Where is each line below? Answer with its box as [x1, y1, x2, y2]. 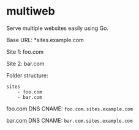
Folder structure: [6, 71, 49, 79]
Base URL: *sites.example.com [6, 36, 85, 43]
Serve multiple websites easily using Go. [6, 24, 109, 32]
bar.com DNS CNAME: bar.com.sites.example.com [6, 117, 133, 124]
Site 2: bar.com [6, 60, 45, 67]
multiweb [6, 4, 55, 18]
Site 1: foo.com [6, 48, 44, 56]
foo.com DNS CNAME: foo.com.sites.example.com [6, 105, 133, 112]
